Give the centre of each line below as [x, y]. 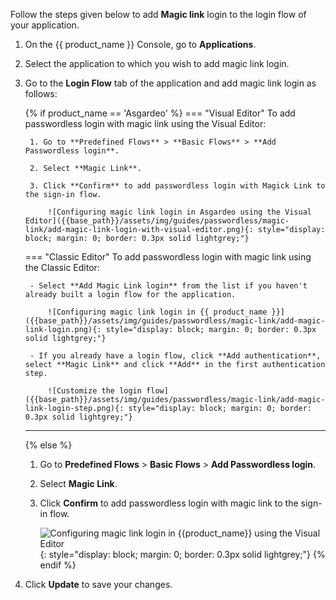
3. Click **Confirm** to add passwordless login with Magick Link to [177, 186]
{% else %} [48, 445]
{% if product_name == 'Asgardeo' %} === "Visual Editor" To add [160, 113]
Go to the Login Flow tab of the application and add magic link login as [170, 83]
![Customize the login [94, 391]
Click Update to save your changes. [98, 584]
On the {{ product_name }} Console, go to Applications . [140, 44]
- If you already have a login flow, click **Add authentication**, [175, 356]
